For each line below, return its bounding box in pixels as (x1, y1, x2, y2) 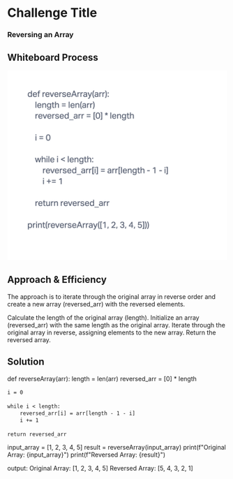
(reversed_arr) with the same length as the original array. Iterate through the (7, 320, 225, 329)
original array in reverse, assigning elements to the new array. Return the (7, 328, 216, 337)
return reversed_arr (7, 431, 68, 438)
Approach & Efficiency (7, 274, 107, 286)
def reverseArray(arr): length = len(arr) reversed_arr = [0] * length (7, 374, 197, 383)
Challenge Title (7, 5, 98, 21)
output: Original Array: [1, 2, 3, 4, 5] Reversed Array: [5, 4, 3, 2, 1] (7, 464, 193, 472)
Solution (7, 356, 45, 368)
